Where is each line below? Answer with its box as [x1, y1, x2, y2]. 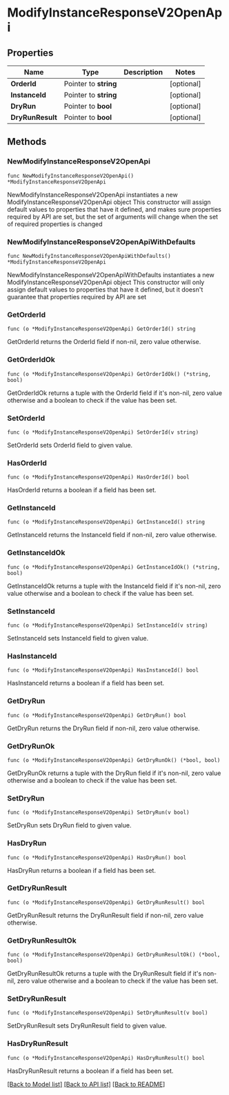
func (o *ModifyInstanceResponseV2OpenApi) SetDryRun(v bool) [7, 809, 190, 816]
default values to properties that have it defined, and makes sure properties [7, 205, 222, 213]
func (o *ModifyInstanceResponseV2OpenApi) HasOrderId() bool [7, 474, 190, 481]
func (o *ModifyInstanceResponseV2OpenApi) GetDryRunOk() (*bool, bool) [7, 756, 221, 763]
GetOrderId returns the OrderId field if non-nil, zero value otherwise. [7, 338, 201, 346]
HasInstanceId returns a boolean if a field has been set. [7, 679, 165, 687]
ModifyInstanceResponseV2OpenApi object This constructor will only [7, 278, 205, 286]
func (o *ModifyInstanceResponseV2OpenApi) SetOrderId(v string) [7, 429, 199, 436]
